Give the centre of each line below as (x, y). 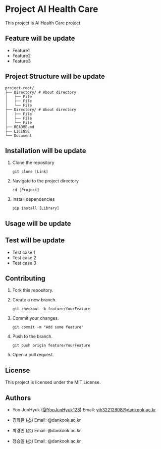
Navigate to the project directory (46, 181)
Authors (18, 398)
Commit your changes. (35, 318)
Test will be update (35, 241)
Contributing (25, 278)
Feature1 (21, 50)
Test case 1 (24, 252)
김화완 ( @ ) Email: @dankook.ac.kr (47, 420)
